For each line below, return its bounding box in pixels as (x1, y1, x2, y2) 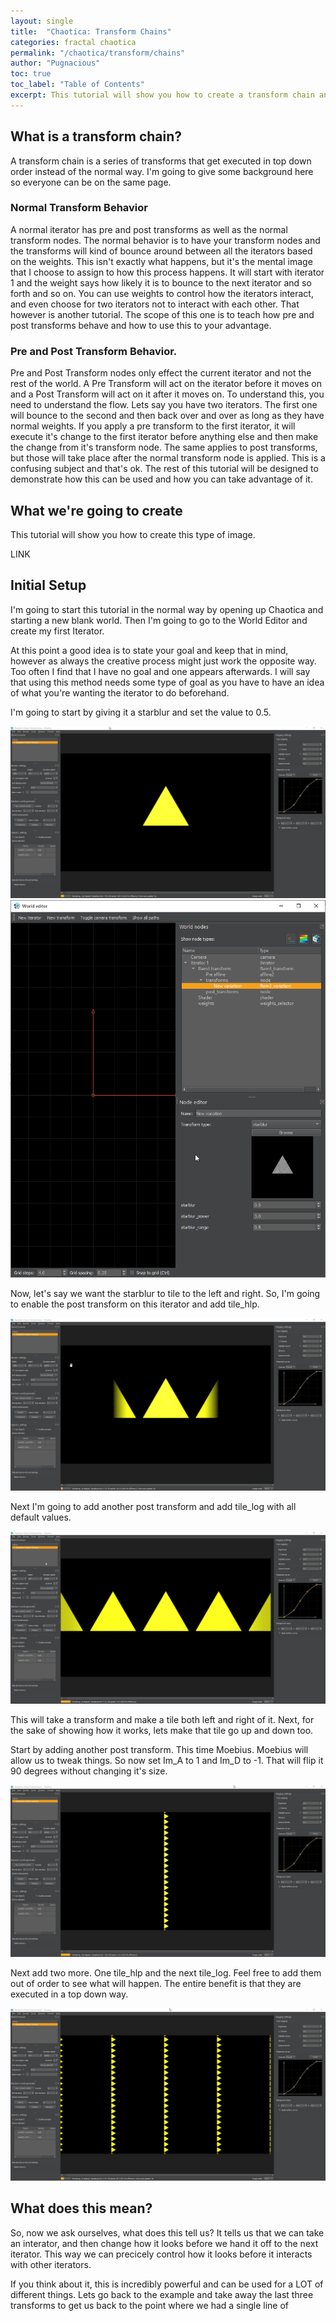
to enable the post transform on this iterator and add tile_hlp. (10, 1298, 260, 1310)
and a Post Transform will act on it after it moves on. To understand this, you (10, 388, 325, 400)
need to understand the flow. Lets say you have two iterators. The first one (10, 399, 318, 411)
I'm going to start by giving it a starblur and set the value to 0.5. (10, 706, 272, 718)
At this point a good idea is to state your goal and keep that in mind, (10, 644, 289, 656)
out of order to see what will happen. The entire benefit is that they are (10, 1978, 302, 1990)
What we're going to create (10, 502, 183, 519)
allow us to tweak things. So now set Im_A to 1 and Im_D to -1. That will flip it (10, 1754, 324, 1766)
